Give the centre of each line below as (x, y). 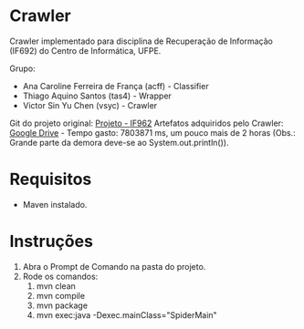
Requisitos (51, 180)
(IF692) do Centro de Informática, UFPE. (85, 50)
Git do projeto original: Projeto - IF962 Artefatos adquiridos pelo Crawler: (147, 123)
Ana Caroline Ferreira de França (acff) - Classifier (115, 86)
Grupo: (22, 68)
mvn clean (56, 286)
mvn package (62, 305)
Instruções (52, 242)
